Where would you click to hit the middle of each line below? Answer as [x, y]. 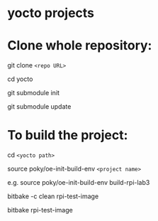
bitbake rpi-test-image [40, 210]
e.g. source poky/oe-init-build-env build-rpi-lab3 [79, 183]
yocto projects [51, 13]
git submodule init [34, 93]
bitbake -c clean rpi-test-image [53, 196]
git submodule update [39, 107]
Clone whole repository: [80, 46]
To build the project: [68, 135]
